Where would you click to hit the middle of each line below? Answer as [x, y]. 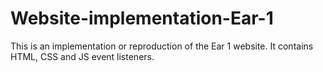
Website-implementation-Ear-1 [142, 18]
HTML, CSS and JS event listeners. [82, 56]
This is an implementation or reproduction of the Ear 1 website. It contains [162, 46]
